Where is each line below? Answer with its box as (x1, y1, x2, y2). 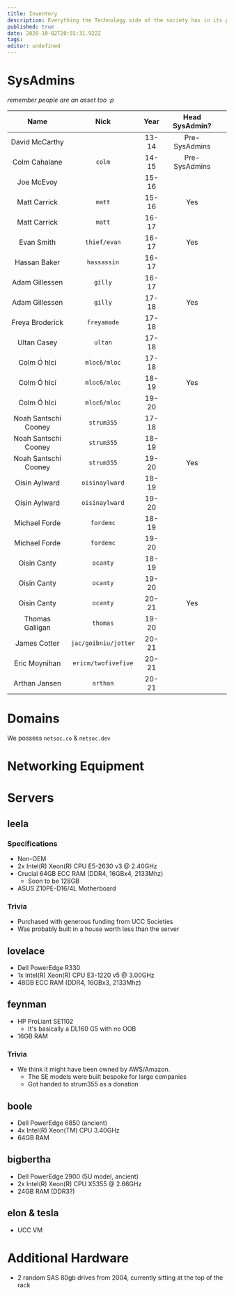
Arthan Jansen (13, 678, 61, 688)
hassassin (86, 258, 120, 266)
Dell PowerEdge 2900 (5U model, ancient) (17, 1172, 139, 1181)
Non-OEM (17, 854, 47, 863)
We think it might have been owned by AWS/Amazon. (17, 1065, 171, 1074)
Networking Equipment (7, 758, 145, 774)
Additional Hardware (7, 1250, 130, 1266)
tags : (7, 36, 23, 43)
